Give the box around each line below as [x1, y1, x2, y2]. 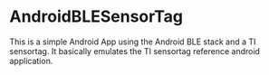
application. [9, 55, 53, 66]
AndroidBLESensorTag [9, 6, 184, 27]
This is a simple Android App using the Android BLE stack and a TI [9, 36, 256, 47]
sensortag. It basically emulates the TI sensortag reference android [9, 45, 261, 56]
